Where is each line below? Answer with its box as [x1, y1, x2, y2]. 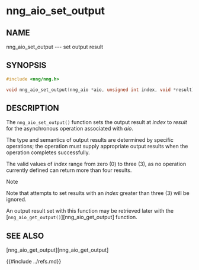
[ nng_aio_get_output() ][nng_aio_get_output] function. [6, 214, 137, 221]
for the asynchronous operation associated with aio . [6, 125, 134, 132]
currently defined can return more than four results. [6, 167, 132, 174]
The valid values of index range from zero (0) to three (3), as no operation [6, 161, 187, 168]
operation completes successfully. [6, 149, 90, 156]
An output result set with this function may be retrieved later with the [6, 207, 174, 214]
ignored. [6, 196, 27, 203]
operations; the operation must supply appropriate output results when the [6, 143, 188, 150]
